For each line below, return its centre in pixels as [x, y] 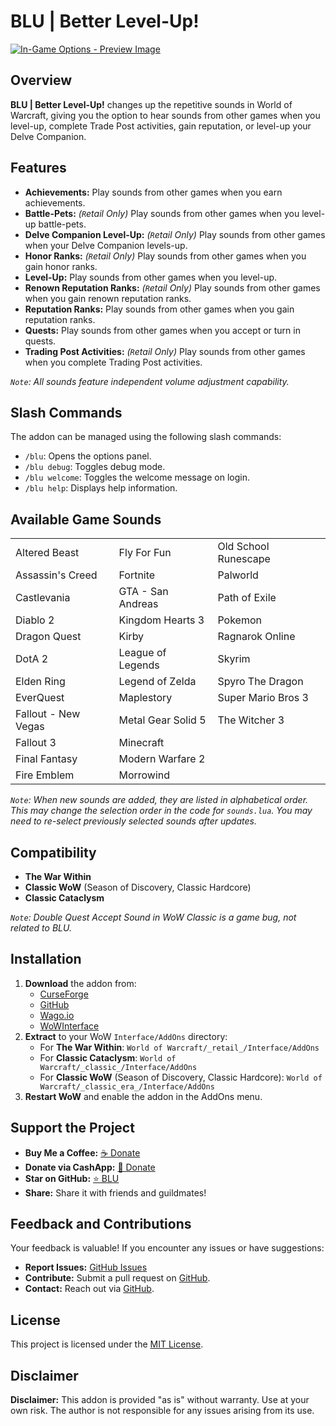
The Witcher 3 [251, 720]
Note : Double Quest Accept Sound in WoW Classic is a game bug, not [153, 917]
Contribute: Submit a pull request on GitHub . [117, 1278]
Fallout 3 [36, 743]
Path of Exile [247, 598]
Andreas [138, 604]
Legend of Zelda [157, 682]
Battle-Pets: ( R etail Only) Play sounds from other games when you [162, 213]
